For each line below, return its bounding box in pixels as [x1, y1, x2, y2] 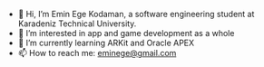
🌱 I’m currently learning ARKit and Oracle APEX [17, 37, 195, 48]
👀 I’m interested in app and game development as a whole [17, 28, 235, 38]
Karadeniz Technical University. [17, 18, 137, 29]
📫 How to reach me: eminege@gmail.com [17, 48, 177, 58]
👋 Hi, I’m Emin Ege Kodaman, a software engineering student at [17, 9, 255, 19]
